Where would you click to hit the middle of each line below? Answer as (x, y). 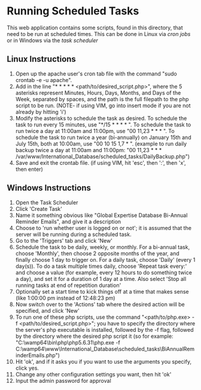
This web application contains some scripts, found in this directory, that (95, 28)
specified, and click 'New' (47, 310)
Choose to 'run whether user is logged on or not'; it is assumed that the (103, 228)
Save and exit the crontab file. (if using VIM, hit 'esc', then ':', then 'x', (100, 162)
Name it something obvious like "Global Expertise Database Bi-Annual (101, 215)
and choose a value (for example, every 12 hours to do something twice (103, 272)
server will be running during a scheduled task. (73, 234)
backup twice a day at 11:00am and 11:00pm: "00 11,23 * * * (89, 150)
